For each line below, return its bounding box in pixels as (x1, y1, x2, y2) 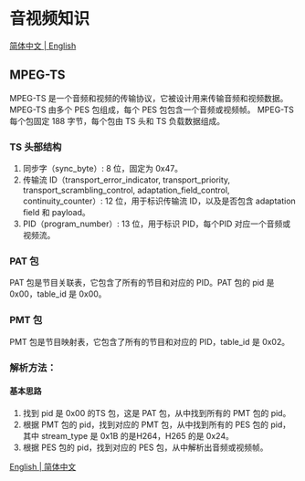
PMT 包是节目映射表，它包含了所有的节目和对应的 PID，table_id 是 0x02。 (9, 336, 290, 347)
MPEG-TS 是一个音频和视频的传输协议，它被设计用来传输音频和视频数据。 (9, 92, 289, 103)
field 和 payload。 (22, 207, 91, 218)
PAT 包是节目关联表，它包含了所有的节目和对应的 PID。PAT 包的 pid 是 (9, 277, 275, 288)
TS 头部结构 (9, 141, 62, 153)
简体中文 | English (9, 40, 77, 51)
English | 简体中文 (9, 461, 77, 472)
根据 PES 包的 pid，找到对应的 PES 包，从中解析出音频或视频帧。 (22, 442, 268, 453)
